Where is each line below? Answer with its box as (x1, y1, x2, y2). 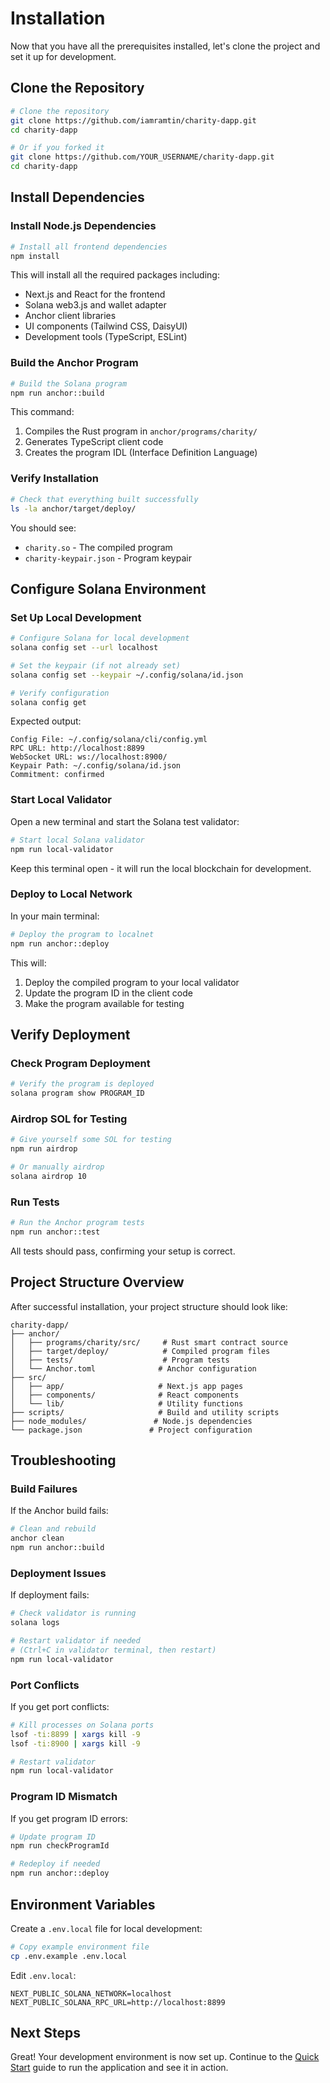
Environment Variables (10, 1896, 156, 1913)
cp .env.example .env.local (10, 1951, 128, 1961)
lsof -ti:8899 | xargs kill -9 (10, 1729, 141, 1739)
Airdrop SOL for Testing (10, 1112, 128, 1126)
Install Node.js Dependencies (10, 219, 157, 233)
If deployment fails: (10, 1589, 90, 1601)
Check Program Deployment (10, 1056, 151, 1070)
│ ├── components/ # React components (10, 1390, 240, 1400)
